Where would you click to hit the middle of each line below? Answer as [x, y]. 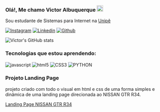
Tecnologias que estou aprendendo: [51, 53]
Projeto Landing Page [32, 78]
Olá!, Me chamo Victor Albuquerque [51, 10]
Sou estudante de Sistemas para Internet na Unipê [58, 21]
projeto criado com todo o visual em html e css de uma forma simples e [80, 89]
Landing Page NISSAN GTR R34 [39, 104]
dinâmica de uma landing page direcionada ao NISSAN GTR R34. [73, 94]
